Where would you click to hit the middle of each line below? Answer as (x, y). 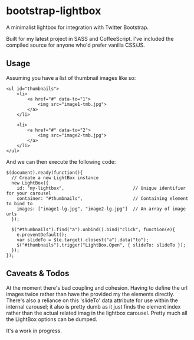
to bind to (19, 203)
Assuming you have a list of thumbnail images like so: (71, 77)
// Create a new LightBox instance (55, 178)
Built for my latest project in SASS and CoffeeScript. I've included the (90, 38)
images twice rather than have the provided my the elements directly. (90, 294)
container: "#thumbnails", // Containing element (103, 198)
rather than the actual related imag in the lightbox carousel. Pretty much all (97, 313)
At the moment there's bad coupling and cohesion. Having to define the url (97, 287)
